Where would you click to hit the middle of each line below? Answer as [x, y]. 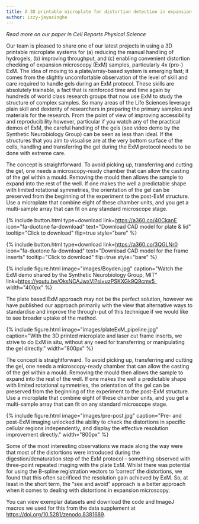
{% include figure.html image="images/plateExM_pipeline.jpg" [82, 329]
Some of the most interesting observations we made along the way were [95, 446]
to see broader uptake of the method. [52, 318]
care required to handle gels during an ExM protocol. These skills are [90, 83]
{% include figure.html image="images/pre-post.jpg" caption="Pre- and [94, 415]
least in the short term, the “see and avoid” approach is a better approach [96, 484]
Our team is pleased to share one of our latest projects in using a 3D [89, 46]
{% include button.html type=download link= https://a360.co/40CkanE [92, 220]
